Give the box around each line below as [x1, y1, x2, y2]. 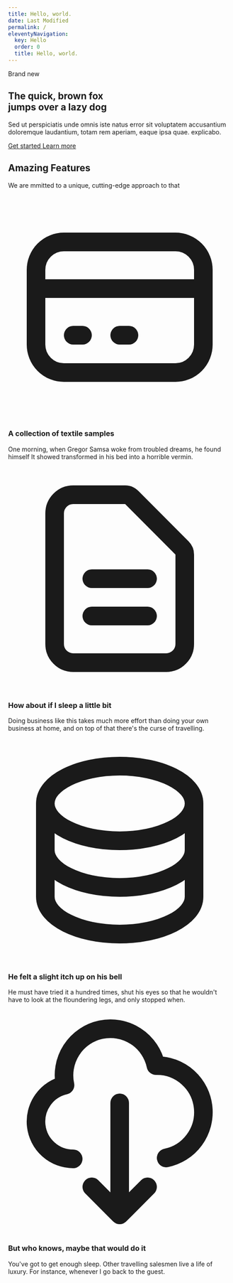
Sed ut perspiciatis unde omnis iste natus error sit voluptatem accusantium [8, 120, 227, 129]
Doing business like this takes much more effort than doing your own [8, 716, 209, 725]
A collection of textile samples [8, 429, 115, 439]
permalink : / [8, 23, 47, 31]
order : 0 [14, 43, 40, 50]
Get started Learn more [8, 141, 76, 150]
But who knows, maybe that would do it [8, 1243, 146, 1253]
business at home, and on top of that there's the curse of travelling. [8, 724, 205, 733]
